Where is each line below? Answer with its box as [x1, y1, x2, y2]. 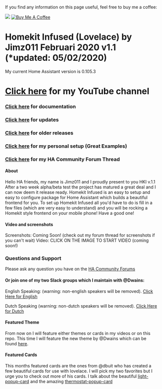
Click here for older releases [5, 130, 74, 136]
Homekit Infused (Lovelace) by [5, 31, 132, 43]
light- [138, 373, 149, 379]
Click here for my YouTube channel [5, 86, 150, 97]
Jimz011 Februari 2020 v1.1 [5, 42, 116, 53]
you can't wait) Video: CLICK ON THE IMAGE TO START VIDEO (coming [5, 237, 149, 243]
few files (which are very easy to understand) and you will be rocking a [5, 205, 148, 210]
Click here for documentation [5, 103, 76, 110]
